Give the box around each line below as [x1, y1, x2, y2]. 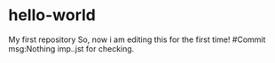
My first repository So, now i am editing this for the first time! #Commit [8, 34, 266, 45]
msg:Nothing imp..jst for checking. [8, 43, 135, 53]
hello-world [8, 5, 97, 25]
